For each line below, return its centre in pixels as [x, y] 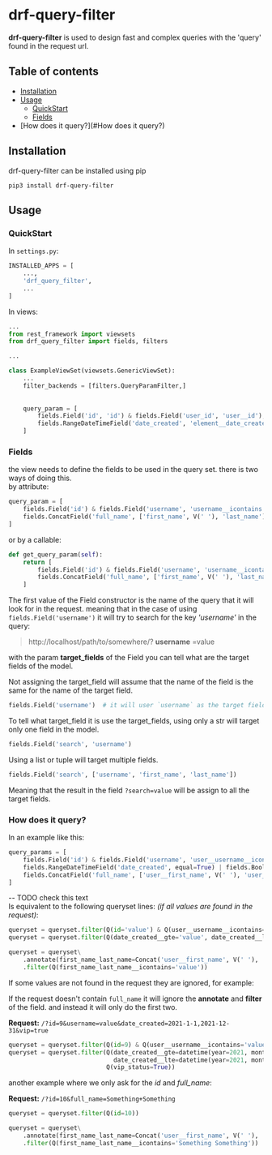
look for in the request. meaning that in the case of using [103, 609]
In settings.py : [34, 251]
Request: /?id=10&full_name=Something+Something [92, 1099]
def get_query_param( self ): [56, 554]
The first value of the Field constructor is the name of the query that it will [131, 600]
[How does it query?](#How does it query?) [92, 125]
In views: [23, 311]
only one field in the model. [54, 730]
